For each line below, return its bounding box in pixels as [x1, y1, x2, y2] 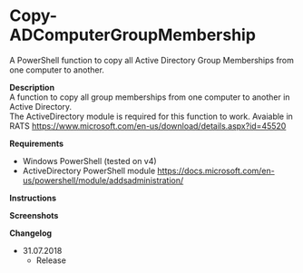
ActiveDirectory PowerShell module [22, 165, 156, 176]
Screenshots [9, 210, 59, 220]
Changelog [9, 228, 53, 239]
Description [9, 82, 55, 93]
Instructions [9, 192, 57, 203]
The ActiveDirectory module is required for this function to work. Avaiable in [9, 111, 293, 122]
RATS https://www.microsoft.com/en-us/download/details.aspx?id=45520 [9, 120, 287, 132]
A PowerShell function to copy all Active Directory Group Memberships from [9, 54, 295, 65]
